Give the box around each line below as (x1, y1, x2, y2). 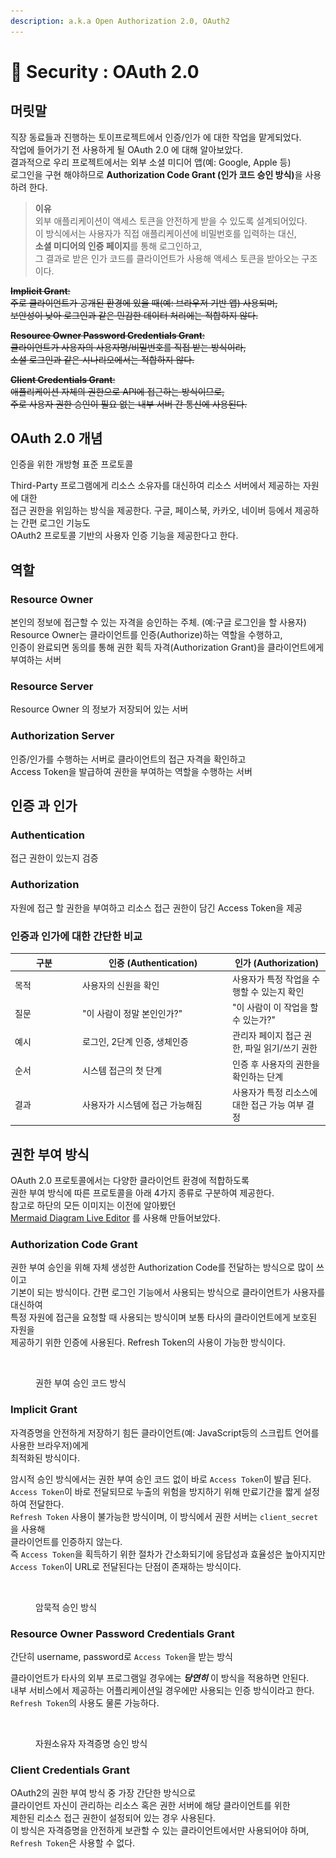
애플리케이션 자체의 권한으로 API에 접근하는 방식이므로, (10, 385, 225, 397)
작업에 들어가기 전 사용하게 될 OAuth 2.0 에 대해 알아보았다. (10, 143, 244, 155)
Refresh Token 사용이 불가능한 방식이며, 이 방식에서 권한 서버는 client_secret (10, 1510, 319, 1522)
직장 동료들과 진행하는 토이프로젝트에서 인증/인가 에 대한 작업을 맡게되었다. (10, 131, 302, 143)
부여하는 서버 (10, 654, 62, 666)
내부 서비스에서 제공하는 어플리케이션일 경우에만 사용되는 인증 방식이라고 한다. (10, 1684, 315, 1696)
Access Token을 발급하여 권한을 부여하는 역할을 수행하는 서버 (10, 765, 253, 777)
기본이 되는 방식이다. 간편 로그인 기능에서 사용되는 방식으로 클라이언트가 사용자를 (10, 1286, 326, 1299)
